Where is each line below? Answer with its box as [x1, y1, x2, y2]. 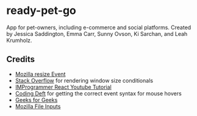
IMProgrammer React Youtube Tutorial [15, 83, 112, 90]
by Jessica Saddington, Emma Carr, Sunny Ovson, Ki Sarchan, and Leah [6, 30, 188, 37]
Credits [6, 54, 35, 64]
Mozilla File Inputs [15, 103, 61, 110]
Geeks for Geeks [15, 96, 58, 103]
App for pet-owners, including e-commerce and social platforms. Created [6, 24, 192, 31]
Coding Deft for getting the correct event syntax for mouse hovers [15, 89, 182, 97]
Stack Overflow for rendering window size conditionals [15, 77, 154, 84]
